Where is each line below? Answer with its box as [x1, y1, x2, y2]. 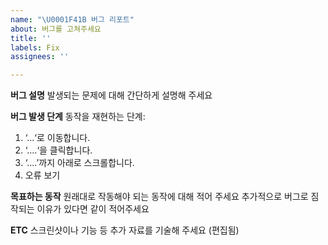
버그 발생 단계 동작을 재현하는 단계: [10, 111, 146, 123]
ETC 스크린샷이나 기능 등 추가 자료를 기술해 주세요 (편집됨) [10, 224, 240, 236]
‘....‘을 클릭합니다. [24, 144, 93, 156]
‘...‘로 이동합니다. [24, 132, 91, 144]
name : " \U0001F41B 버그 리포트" [10, 14, 135, 25]
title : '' [10, 33, 52, 43]
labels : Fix [10, 42, 60, 53]
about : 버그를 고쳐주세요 [10, 24, 102, 34]
